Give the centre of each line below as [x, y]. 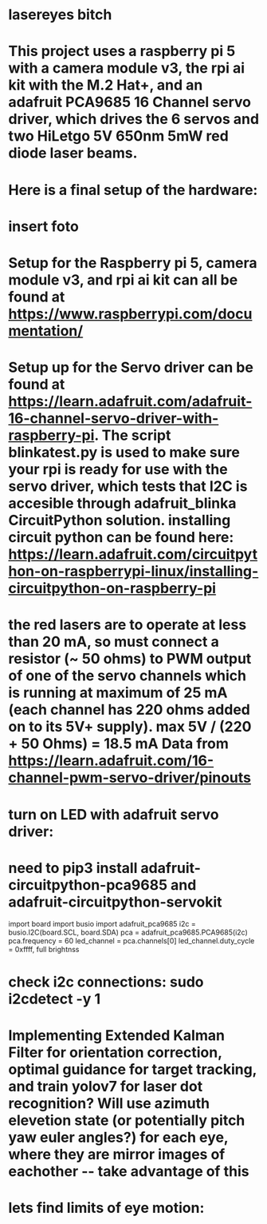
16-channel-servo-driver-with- [114, 419]
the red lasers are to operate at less [128, 625]
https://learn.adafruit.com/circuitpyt [133, 554]
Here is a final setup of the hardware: [133, 190]
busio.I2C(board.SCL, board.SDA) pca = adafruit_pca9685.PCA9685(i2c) [128, 932]
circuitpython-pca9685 [88, 885]
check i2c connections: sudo [106, 982]
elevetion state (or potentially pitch [127, 1120]
